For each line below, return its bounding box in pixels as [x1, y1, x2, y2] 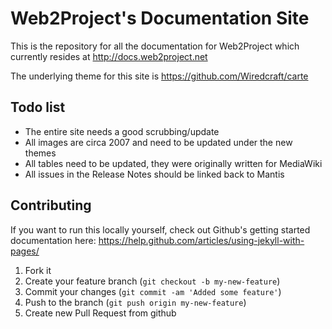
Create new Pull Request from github [24, 307, 177, 319]
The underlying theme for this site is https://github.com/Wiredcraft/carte [10, 70, 309, 82]
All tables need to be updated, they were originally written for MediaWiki [24, 157, 323, 169]
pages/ [10, 245, 40, 257]
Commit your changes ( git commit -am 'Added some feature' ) [24, 285, 282, 297]
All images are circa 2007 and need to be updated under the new [24, 136, 293, 148]
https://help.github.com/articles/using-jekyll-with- [98, 234, 305, 246]
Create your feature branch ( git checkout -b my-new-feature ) [24, 275, 281, 287]
